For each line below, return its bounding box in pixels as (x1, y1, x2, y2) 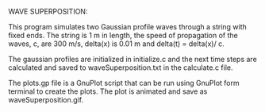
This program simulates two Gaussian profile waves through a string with (8, 22, 248, 31)
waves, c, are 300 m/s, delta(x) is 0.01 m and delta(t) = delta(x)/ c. (8, 39, 225, 48)
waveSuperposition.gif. (8, 95, 84, 104)
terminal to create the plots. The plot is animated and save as (8, 87, 208, 96)
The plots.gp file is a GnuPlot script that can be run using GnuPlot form (8, 79, 240, 87)
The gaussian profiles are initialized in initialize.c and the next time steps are (8, 55, 258, 64)
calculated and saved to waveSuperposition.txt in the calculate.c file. (8, 63, 233, 72)
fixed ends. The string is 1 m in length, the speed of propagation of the (8, 31, 238, 40)
